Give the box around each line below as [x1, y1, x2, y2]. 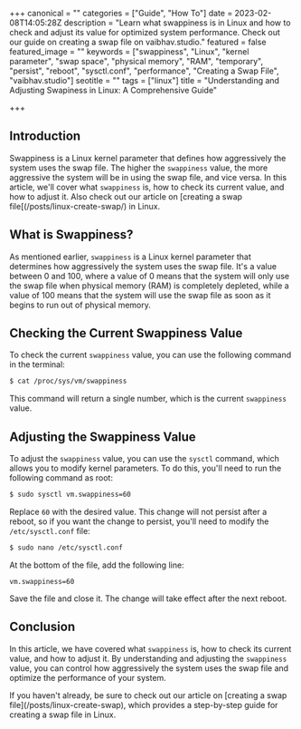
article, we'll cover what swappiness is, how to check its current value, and [9, 181, 285, 192]
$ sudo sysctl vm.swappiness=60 [9, 490, 131, 500]
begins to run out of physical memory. [9, 299, 152, 310]
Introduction [9, 129, 81, 144]
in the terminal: [9, 359, 65, 370]
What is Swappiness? [9, 227, 134, 243]
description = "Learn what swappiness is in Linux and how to [63, 17, 291, 28]
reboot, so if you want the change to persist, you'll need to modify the [9, 516, 269, 527]
